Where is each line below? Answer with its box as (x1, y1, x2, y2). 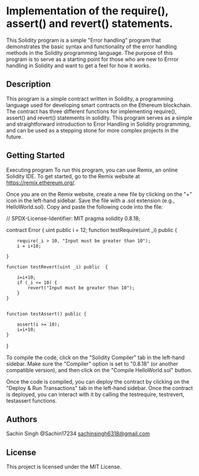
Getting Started (6, 150, 65, 160)
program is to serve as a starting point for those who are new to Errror (6, 55, 179, 63)
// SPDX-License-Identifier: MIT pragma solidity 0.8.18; (6, 215, 140, 222)
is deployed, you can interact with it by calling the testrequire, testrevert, (6, 391, 185, 398)
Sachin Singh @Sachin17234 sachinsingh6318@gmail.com (6, 430, 151, 437)
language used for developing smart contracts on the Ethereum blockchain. (6, 101, 192, 109)
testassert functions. (6, 397, 57, 404)
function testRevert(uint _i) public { (6, 264, 109, 270)
